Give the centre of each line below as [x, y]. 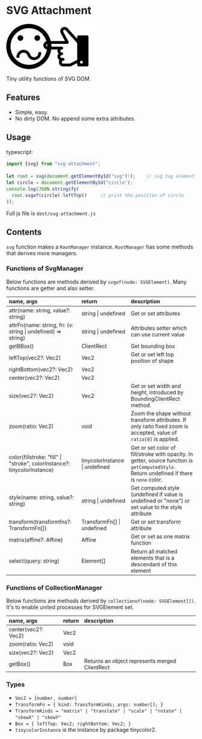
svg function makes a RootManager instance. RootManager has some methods [100, 247]
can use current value [158, 335]
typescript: [20, 152]
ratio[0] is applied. [155, 439]
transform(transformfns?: [40, 522]
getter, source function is [162, 460]
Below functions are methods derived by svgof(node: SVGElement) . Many [96, 282]
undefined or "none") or [161, 501]
